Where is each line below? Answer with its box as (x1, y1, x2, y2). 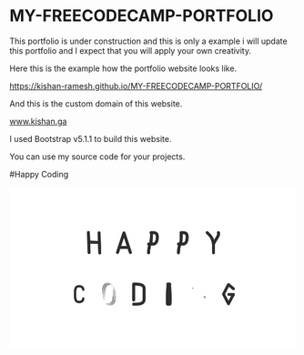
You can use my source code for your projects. (9, 151, 186, 162)
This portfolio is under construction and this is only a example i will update (9, 35, 289, 46)
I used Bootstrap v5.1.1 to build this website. (9, 133, 172, 144)
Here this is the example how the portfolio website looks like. (9, 63, 238, 74)
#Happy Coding (9, 168, 69, 179)
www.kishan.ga (9, 116, 67, 127)
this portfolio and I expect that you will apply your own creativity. (9, 45, 252, 56)
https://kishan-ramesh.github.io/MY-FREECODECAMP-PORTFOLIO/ (9, 80, 263, 91)
